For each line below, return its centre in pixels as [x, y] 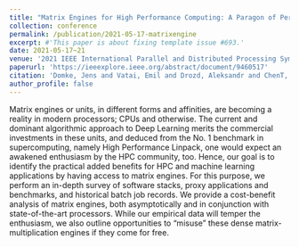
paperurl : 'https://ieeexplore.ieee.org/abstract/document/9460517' [139, 68]
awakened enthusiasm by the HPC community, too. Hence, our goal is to [142, 156]
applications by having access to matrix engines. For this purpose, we [137, 176]
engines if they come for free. [115, 232]
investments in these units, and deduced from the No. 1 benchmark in [137, 137]
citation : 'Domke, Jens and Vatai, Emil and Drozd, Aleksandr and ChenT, [149, 76]
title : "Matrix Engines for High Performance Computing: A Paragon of [143, 17]
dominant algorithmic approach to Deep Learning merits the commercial [141, 128]
